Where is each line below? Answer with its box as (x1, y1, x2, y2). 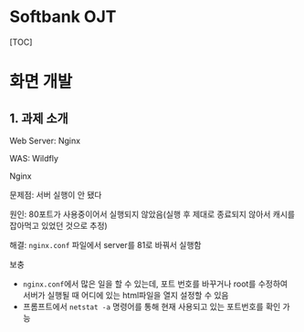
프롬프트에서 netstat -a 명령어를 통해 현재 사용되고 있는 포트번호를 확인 (22, 301, 281, 312)
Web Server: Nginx (9, 135, 80, 146)
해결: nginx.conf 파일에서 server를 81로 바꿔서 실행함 (9, 239, 202, 250)
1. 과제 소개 (9, 110, 68, 126)
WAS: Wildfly (9, 152, 59, 163)
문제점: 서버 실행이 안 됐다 (9, 189, 102, 200)
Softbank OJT (9, 6, 117, 27)
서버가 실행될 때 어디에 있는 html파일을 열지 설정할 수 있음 (22, 289, 229, 300)
